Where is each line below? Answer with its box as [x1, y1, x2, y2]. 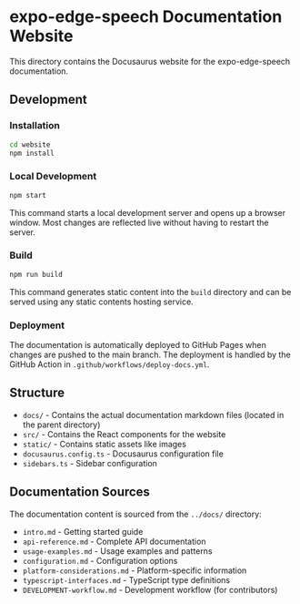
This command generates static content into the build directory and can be [9, 286, 292, 297]
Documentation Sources [9, 485, 150, 500]
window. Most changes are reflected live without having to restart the [9, 217, 269, 228]
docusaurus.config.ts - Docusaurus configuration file [22, 448, 225, 459]
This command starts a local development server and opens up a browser [9, 207, 286, 218]
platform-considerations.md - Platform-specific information [22, 565, 247, 576]
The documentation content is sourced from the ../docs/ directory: [9, 508, 262, 519]
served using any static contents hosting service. [9, 296, 194, 307]
